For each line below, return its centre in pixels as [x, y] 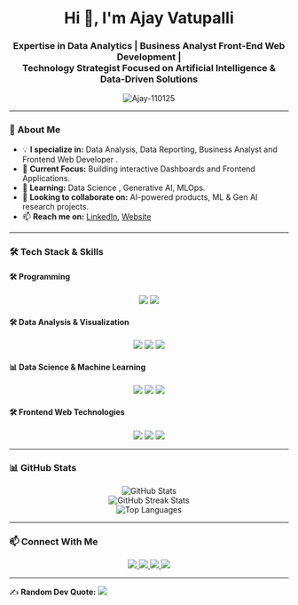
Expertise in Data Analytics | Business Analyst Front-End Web [149, 46]
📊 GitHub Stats [43, 468]
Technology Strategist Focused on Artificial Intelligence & [149, 68]
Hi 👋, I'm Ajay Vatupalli [149, 18]
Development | [149, 57]
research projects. [55, 206]
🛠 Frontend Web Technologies [67, 411]
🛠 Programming [40, 277]
